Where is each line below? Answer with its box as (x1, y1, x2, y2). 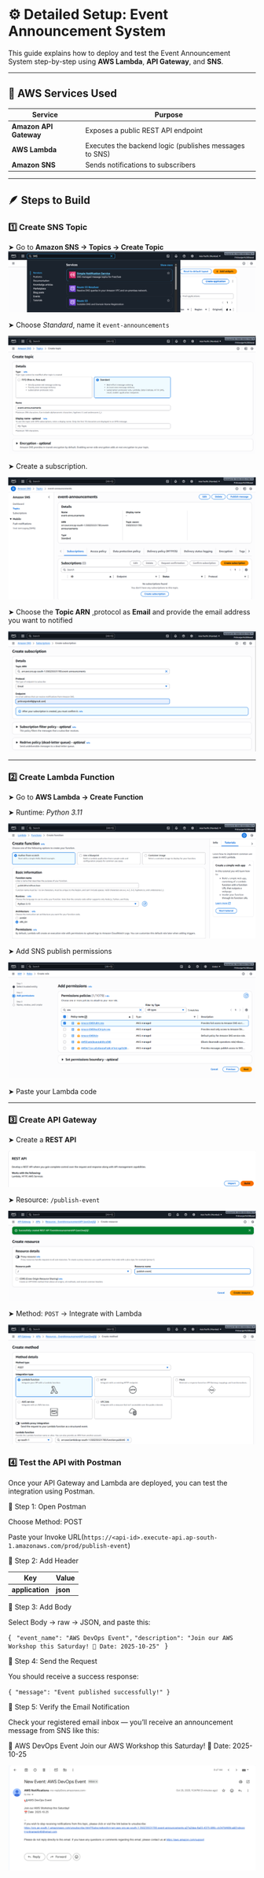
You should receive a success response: (8, 1672, 139, 1681)
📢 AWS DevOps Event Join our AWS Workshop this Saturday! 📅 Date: (8, 1741, 231, 1750)
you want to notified (8, 615, 73, 625)
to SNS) (85, 149, 111, 158)
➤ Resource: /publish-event (8, 1195, 101, 1204)
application (11, 1585, 49, 1594)
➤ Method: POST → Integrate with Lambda (8, 1308, 142, 1318)
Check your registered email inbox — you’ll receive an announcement (8, 1717, 233, 1727)
